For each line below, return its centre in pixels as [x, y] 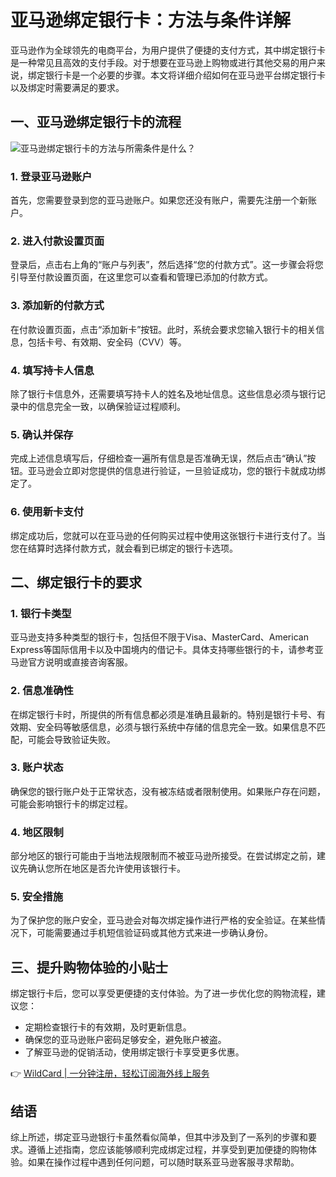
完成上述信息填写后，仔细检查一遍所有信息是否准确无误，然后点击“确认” [159, 458]
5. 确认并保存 [42, 434]
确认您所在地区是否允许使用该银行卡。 [106, 868]
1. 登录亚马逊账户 [51, 176]
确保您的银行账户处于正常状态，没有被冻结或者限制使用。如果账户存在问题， [168, 791]
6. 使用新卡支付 [47, 512]
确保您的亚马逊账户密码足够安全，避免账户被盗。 [125, 1040]
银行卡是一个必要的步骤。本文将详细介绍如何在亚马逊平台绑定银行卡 [185, 75]
